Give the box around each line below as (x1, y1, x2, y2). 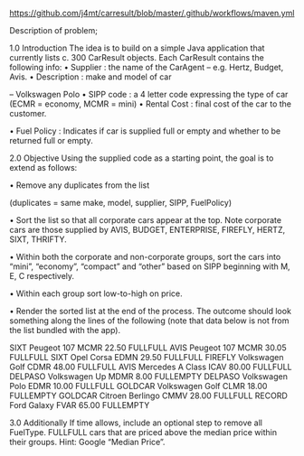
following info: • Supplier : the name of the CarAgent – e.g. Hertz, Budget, (9, 62, 284, 72)
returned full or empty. (9, 135, 93, 145)
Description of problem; (9, 25, 98, 35)
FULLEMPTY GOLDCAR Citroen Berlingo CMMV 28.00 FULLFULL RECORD (9, 390, 288, 401)
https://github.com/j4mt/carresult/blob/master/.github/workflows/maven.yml (9, 8, 295, 18)
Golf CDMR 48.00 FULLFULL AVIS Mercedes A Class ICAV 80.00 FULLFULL (9, 361, 292, 372)
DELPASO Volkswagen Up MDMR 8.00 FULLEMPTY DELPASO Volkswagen (9, 371, 288, 382)
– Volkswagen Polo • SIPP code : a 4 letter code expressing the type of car (9, 89, 289, 99)
